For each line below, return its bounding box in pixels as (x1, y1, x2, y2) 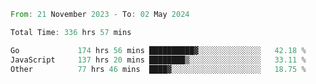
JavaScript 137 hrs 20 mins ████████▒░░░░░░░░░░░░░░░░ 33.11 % (10, 55, 307, 65)
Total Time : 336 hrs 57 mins (10, 27, 132, 37)
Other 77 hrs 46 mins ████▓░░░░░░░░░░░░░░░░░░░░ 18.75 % (10, 64, 307, 74)
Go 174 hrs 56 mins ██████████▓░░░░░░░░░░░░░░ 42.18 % (10, 45, 307, 55)
